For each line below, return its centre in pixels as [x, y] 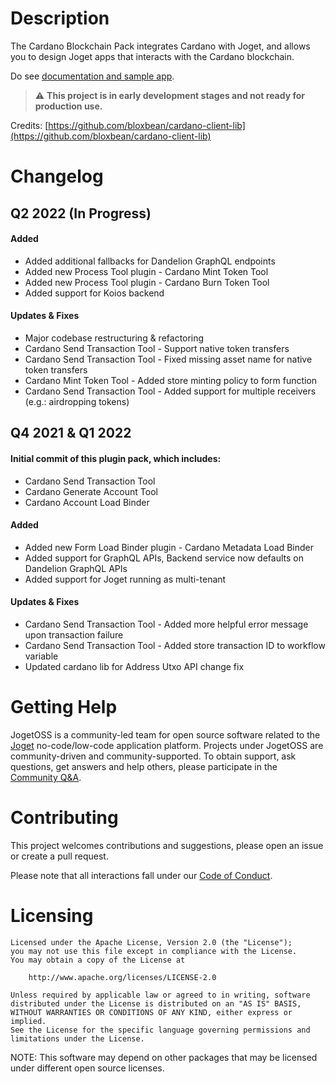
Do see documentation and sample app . [92, 76]
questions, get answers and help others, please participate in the [144, 766]
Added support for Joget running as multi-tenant [125, 579]
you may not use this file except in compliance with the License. [154, 951]
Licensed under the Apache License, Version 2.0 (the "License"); [151, 942]
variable [41, 656]
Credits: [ [29, 125]
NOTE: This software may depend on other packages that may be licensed [164, 1057]
